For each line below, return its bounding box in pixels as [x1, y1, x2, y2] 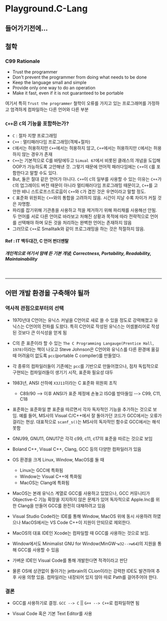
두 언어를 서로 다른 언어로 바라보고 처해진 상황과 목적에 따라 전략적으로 [12, 213, 149, 219]
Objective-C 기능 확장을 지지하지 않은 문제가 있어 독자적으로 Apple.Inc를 [12, 496, 155, 502]
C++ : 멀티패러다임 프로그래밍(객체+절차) [12, 139, 90, 145]
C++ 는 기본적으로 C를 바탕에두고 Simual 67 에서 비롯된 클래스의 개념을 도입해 [12, 157, 161, 163]
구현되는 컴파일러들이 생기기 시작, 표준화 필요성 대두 [12, 369, 113, 375]
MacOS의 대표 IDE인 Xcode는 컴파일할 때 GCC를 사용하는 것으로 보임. [12, 530, 150, 536]
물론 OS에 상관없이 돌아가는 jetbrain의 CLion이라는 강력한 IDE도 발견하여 [12, 568, 155, 574]
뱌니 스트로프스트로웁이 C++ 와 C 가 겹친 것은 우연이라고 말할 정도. [21, 188, 146, 194]
